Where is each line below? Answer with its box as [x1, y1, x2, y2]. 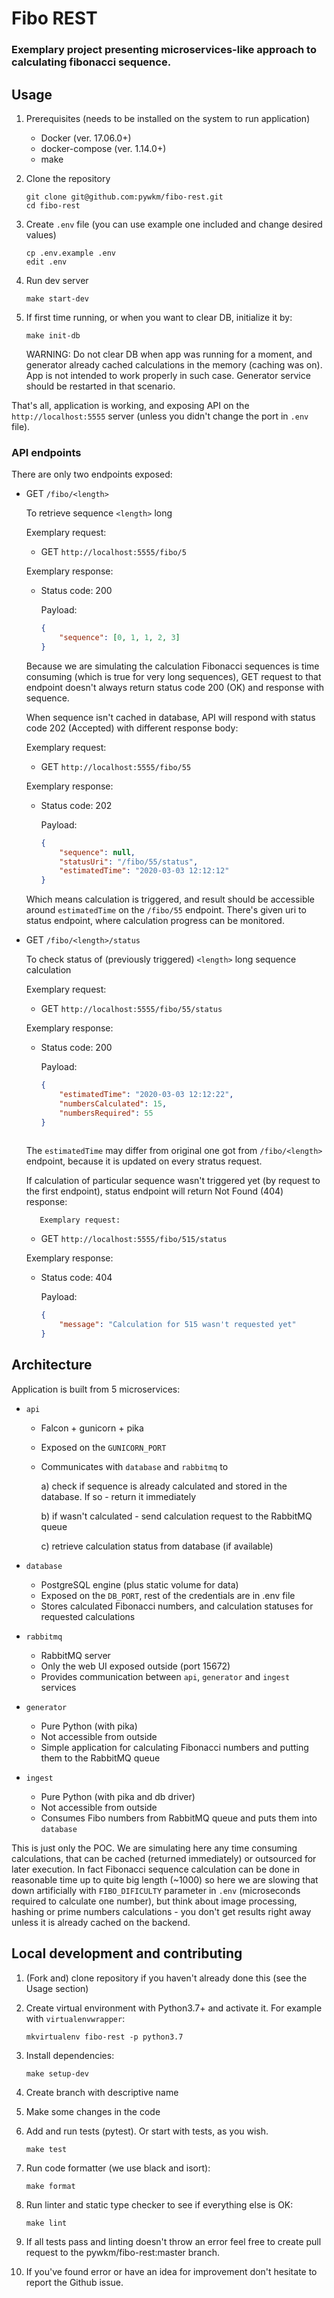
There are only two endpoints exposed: [11, 468, 173, 481]
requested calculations [40, 1610, 136, 1622]
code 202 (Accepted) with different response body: [25, 722, 239, 734]
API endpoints [11, 445, 82, 459]
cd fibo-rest [25, 200, 81, 211]
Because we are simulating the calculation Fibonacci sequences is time [25, 660, 320, 672]
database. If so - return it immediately [40, 1490, 197, 1502]
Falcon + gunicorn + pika [40, 1422, 144, 1434]
